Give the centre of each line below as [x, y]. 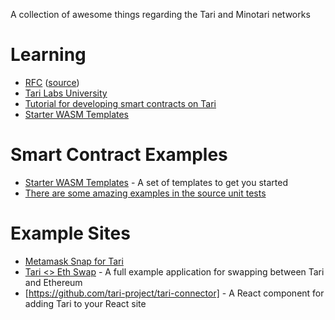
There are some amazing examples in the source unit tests [145, 193]
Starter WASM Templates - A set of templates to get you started [156, 182]
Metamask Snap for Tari [74, 261]
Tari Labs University [66, 93]
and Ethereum [53, 282]
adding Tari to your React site [85, 303]
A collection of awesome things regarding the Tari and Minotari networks [160, 14]
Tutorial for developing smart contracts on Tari [120, 103]
